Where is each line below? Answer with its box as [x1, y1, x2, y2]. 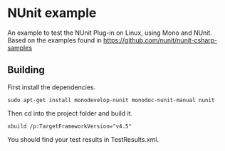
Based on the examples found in [7, 35, 102, 44]
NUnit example [7, 5, 97, 21]
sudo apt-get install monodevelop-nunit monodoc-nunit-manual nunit [7, 96, 215, 104]
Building [7, 64, 45, 76]
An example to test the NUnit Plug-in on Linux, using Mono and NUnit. [7, 28, 212, 37]
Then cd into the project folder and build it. [7, 108, 133, 118]
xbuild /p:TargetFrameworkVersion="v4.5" [7, 123, 132, 130]
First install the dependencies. [7, 83, 96, 91]
